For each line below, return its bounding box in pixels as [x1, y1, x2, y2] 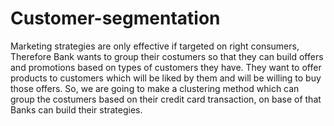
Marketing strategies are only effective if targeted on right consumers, [10, 40, 300, 52]
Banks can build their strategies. [10, 103, 143, 116]
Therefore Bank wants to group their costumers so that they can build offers [10, 50, 324, 62]
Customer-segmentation [10, 7, 221, 30]
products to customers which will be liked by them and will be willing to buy [10, 72, 322, 84]
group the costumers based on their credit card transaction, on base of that [10, 93, 322, 105]
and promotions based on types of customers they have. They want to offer [10, 61, 322, 73]
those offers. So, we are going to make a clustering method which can [10, 82, 300, 94]
